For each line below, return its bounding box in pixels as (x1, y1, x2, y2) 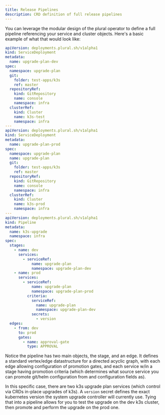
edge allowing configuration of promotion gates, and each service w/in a (5, 364, 153, 370)
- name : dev (14, 248, 38, 252)
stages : (9, 243, 26, 248)
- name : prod (14, 270, 41, 276)
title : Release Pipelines (5, 7, 58, 12)
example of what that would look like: (5, 36, 81, 42)
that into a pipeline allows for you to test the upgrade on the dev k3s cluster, (5, 399, 160, 405)
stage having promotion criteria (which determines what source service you (5, 369, 159, 374)
